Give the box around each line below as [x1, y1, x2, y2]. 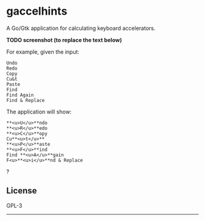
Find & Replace [6, 97, 45, 103]
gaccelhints [6, 4, 68, 18]
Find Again [6, 92, 34, 98]
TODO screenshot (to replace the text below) [6, 36, 122, 43]
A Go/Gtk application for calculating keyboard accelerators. [6, 24, 156, 32]
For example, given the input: [6, 48, 80, 56]
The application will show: [6, 108, 72, 115]
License [6, 186, 37, 196]
